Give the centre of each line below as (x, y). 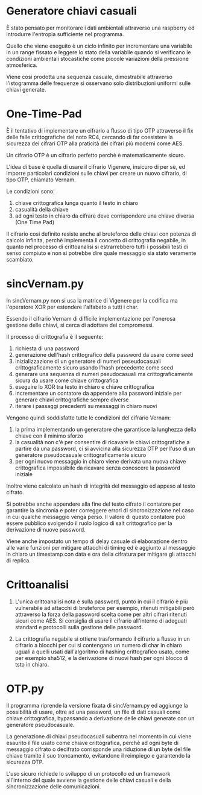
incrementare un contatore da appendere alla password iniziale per (98, 393)
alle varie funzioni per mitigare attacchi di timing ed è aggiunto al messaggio (101, 547)
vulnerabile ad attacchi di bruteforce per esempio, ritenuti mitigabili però (105, 608)
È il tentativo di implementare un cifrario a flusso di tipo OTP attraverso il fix (100, 130)
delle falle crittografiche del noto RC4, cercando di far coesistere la (90, 137)
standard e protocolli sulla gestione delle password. (79, 627)
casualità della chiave (42, 209)
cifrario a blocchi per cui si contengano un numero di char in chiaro (98, 645)
